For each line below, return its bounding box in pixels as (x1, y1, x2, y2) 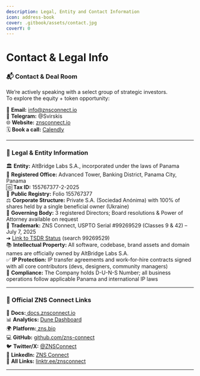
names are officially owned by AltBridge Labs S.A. (6, 250, 129, 257)
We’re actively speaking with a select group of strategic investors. (6, 88, 168, 95)
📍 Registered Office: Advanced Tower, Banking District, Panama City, (6, 171, 177, 178)
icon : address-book (6, 14, 55, 20)
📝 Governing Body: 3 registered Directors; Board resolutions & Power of (6, 209, 183, 217)
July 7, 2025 (6, 228, 36, 236)
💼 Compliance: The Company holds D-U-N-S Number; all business (6, 269, 171, 277)
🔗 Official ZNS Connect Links (6, 296, 92, 304)
